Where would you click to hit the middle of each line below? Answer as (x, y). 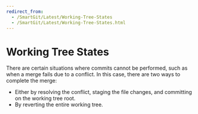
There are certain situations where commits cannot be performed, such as (97, 68)
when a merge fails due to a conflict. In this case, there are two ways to (93, 74)
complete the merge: (32, 81)
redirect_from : (25, 12)
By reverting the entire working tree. (59, 105)
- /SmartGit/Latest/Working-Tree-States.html (69, 22)
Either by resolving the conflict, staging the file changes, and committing (103, 92)
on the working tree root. (45, 99)
